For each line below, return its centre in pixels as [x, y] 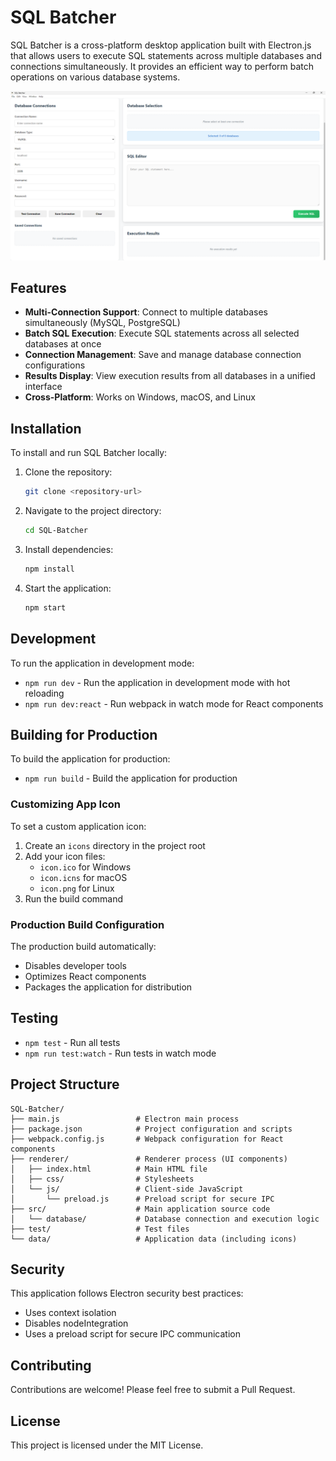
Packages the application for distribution [108, 987]
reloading [44, 693]
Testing [34, 1018]
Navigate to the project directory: [93, 511]
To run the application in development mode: [102, 663]
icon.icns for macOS [83, 877]
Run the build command [74, 898]
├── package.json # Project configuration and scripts [151, 1129]
